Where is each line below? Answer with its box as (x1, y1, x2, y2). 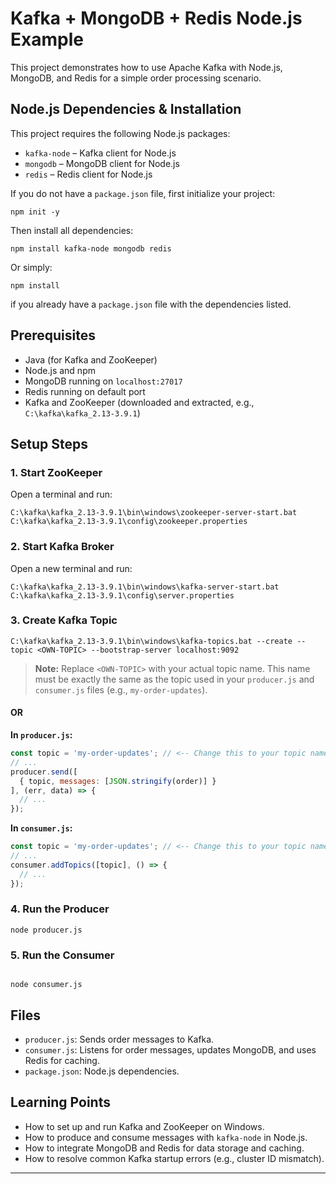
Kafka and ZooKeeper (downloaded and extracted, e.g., (24, 396, 255, 408)
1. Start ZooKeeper (10, 465, 103, 479)
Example (10, 28, 84, 51)
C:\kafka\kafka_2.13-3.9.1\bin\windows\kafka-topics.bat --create (10, 636, 293, 646)
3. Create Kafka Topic (10, 613, 118, 627)
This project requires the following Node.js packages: (10, 127, 231, 139)
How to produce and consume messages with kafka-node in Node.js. (24, 1131, 308, 1143)
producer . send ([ (10, 767, 78, 777)
